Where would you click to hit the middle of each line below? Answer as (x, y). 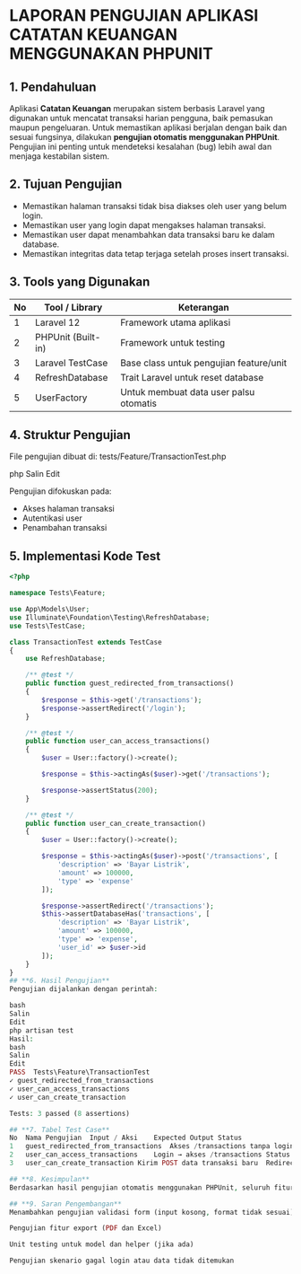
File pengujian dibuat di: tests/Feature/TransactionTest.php (118, 457)
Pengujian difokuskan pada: (60, 491)
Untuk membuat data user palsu (188, 391)
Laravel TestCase (72, 363)
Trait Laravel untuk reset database (192, 377)
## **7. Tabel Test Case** (60, 1129)
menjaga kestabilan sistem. (60, 156)
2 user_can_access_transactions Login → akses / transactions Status (150, 1155)
